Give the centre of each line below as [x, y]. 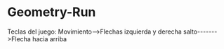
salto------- [200, 31]
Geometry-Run [52, 12]
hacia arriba [50, 38]
